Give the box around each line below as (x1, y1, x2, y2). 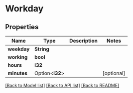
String (34, 46, 50, 52)
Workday (5, 3, 44, 14)
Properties (5, 23, 39, 31)
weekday (7, 46, 30, 52)
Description (69, 38, 98, 44)
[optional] (102, 70, 126, 77)
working (7, 54, 28, 60)
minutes (7, 70, 28, 77)
